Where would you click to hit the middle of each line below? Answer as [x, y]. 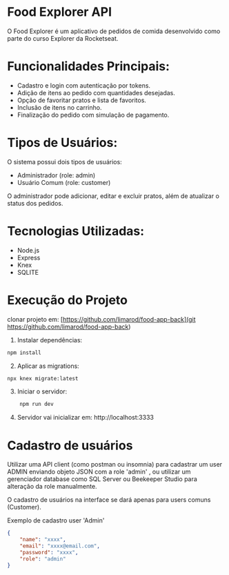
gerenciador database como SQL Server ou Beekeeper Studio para [102, 479]
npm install [24, 353]
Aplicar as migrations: [48, 366]
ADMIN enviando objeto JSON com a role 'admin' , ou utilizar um [99, 472]
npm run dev [37, 405]
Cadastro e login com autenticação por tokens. [83, 85]
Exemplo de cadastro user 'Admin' [56, 520]
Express [29, 257]
